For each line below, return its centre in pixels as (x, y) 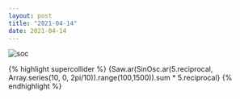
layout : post (30, 16)
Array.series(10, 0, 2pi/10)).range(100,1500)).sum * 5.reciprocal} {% (120, 78)
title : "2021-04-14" (43, 23)
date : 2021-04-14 (38, 31)
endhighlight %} (35, 86)
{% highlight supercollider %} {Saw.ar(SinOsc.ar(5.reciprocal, (111, 69)
